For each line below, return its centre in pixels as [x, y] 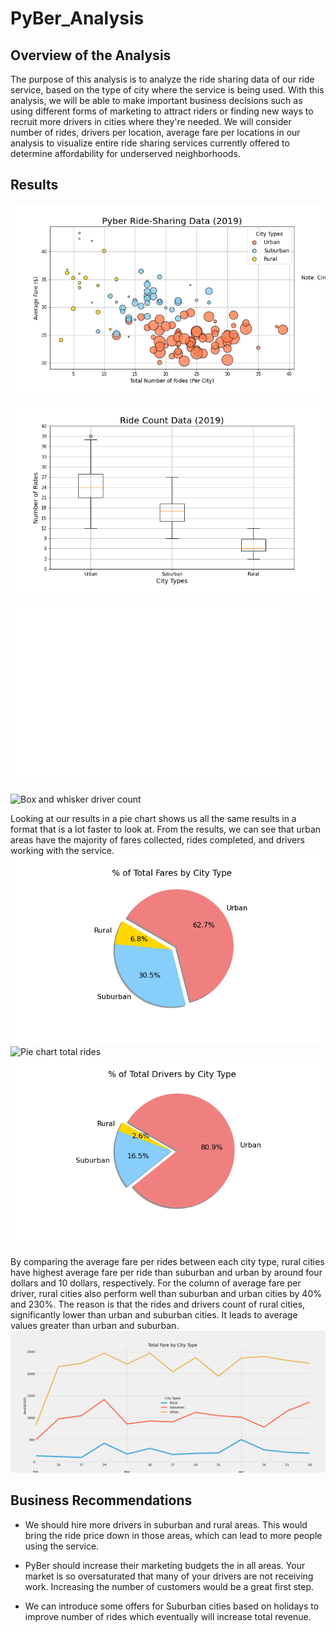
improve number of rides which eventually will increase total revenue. [168, 1616]
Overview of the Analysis [91, 55]
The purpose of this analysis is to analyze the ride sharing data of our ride [162, 79]
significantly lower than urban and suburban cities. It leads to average [154, 1315]
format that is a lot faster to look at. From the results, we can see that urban [166, 829]
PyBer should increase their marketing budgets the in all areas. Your [165, 1565]
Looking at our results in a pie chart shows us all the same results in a [153, 818]
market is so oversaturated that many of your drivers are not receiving [169, 1576]
